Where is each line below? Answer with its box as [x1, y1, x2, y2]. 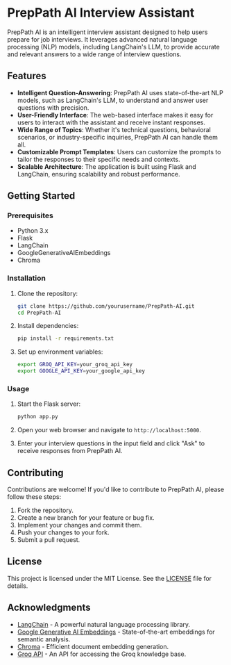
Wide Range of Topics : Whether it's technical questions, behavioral [17, 125, 212, 133]
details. [7, 582, 28, 590]
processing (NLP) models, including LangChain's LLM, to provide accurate [7, 42, 220, 51]
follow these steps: [7, 493, 61, 501]
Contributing [7, 467, 64, 479]
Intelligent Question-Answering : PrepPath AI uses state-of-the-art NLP [17, 88, 223, 97]
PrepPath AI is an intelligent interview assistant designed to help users [7, 28, 208, 36]
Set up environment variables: [17, 347, 103, 356]
